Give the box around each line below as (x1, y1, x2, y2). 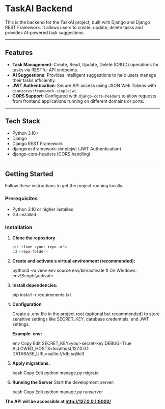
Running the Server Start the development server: (12, 379, 114, 385)
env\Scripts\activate (12, 272, 53, 278)
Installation (5, 224, 33, 231)
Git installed (12, 211, 37, 217)
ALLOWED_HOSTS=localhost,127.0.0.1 (12, 345, 89, 351)
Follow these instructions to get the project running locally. (5, 183, 124, 189)
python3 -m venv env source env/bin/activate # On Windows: (12, 267, 137, 273)
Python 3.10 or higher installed (12, 206, 74, 212)
